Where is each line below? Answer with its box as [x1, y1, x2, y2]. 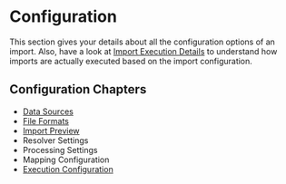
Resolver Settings [22, 134, 89, 146]
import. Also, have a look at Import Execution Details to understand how [9, 45, 278, 56]
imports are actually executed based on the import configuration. [9, 55, 252, 66]
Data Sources [22, 106, 74, 117]
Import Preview [22, 125, 80, 136]
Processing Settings [22, 144, 98, 155]
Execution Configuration [22, 163, 113, 174]
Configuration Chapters [9, 82, 147, 97]
